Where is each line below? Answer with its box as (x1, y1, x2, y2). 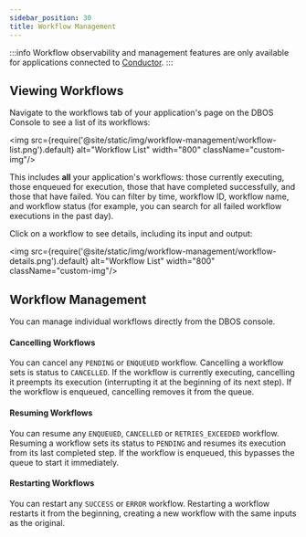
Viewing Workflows (9, 83, 124, 99)
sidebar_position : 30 (9, 13, 92, 23)
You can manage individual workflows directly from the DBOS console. (9, 316, 276, 327)
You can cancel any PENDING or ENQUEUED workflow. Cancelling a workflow (9, 357, 284, 368)
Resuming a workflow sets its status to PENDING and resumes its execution (9, 437, 286, 448)
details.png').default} (9, 256, 90, 267)
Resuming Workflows (9, 407, 93, 418)
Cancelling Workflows (9, 337, 96, 348)
